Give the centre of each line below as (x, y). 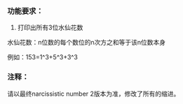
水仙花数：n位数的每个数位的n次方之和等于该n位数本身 (87, 43)
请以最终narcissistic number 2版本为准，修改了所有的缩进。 (94, 94)
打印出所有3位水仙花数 (50, 28)
